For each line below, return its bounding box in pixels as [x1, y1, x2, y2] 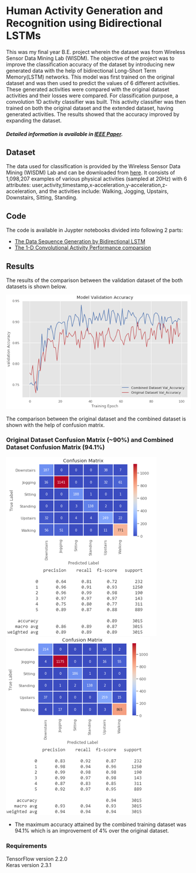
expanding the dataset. [6, 117, 62, 124]
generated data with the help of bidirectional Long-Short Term [6, 67, 157, 74]
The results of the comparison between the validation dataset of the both [6, 277, 183, 284]
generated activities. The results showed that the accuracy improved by [6, 110, 180, 118]
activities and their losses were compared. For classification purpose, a [6, 92, 178, 99]
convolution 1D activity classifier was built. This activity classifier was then [6, 98, 186, 105]
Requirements [6, 842, 48, 850]
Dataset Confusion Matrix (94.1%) [6, 443, 105, 451]
